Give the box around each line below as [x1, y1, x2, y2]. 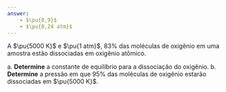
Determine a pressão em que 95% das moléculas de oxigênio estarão [7, 70, 207, 78]
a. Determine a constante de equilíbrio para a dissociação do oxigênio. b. [7, 63, 216, 71]
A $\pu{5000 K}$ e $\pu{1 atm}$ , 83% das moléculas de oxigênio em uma [7, 42, 220, 50]
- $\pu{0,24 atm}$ [19, 23, 73, 30]
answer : [7, 10, 30, 17]
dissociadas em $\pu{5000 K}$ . [7, 77, 99, 86]
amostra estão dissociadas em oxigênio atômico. [7, 49, 147, 57]
